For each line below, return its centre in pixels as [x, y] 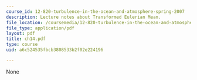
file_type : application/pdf [40, 28]
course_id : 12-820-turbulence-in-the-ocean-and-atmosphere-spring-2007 [95, 11]
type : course [22, 45]
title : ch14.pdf [26, 39]
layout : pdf [21, 34]
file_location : [25, 22]
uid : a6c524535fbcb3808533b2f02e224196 [55, 50]
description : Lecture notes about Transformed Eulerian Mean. [84, 17]
